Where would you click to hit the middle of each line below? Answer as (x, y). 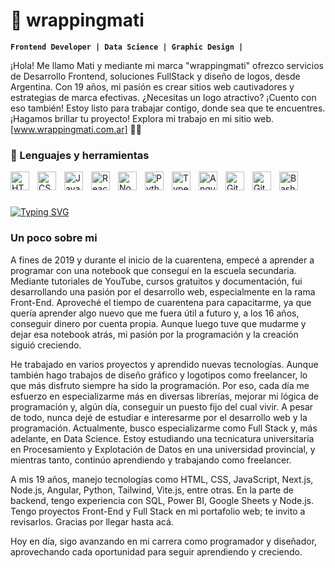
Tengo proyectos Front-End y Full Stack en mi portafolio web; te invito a (158, 511)
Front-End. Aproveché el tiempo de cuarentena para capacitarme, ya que (161, 302)
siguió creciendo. (46, 345)
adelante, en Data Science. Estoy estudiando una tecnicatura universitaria (162, 438)
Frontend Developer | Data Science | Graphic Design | (127, 47)
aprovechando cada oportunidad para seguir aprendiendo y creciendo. (156, 551)
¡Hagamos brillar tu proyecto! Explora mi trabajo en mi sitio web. (142, 118)
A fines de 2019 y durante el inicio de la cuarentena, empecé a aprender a (162, 260)
